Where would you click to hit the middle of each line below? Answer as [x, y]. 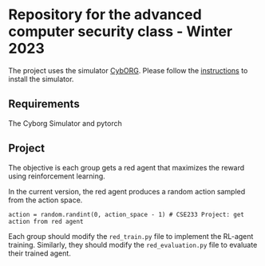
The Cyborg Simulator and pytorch [65, 123]
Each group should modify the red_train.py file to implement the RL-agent [131, 236]
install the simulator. [41, 79]
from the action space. [45, 200]
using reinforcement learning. [57, 176]
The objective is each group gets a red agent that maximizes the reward [127, 167]
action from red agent [46, 221]
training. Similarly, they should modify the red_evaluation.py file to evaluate [133, 244]
